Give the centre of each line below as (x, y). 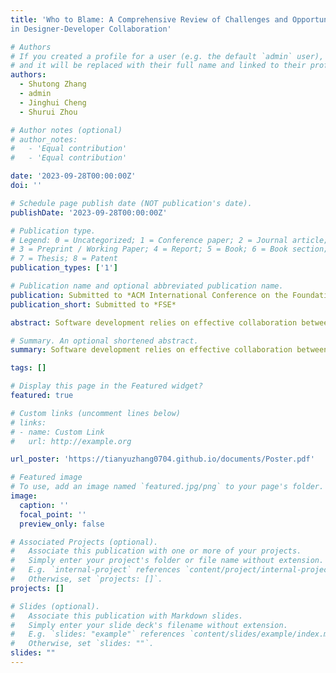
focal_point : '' (53, 514)
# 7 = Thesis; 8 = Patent (64, 259)
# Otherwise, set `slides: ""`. (82, 644)
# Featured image (46, 477)
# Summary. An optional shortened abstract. (104, 341)
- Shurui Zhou (48, 112)
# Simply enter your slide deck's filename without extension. (149, 625)
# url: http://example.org (71, 441)
